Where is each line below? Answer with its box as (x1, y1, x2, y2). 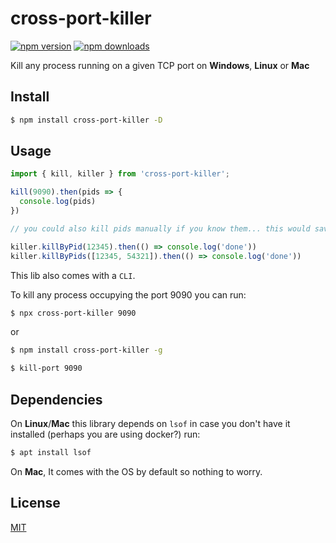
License (10, 495, 61, 512)
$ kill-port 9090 (10, 363, 83, 374)
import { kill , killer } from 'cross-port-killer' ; (10, 169, 230, 179)
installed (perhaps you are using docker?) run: (10, 428, 201, 440)
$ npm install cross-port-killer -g (10, 345, 163, 356)
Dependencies (10, 391, 103, 408)
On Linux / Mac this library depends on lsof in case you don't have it (10, 418, 291, 429)
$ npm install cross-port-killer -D (10, 115, 163, 125)
